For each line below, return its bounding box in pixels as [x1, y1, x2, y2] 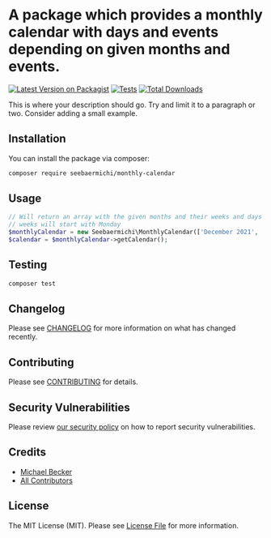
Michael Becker [19, 467, 73, 476]
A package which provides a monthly [8, 6, 263, 24]
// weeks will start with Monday [8, 220, 121, 228]
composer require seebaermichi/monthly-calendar [8, 169, 176, 177]
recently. [8, 332, 38, 342]
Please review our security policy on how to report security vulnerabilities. [8, 422, 256, 432]
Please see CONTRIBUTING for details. [8, 377, 139, 386]
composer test [8, 280, 57, 288]
